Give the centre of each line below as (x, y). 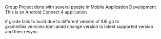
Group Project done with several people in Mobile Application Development (80, 7)
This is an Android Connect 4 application (46, 12)
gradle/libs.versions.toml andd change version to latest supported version (79, 26)
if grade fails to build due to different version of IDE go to (62, 21)
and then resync (21, 32)
